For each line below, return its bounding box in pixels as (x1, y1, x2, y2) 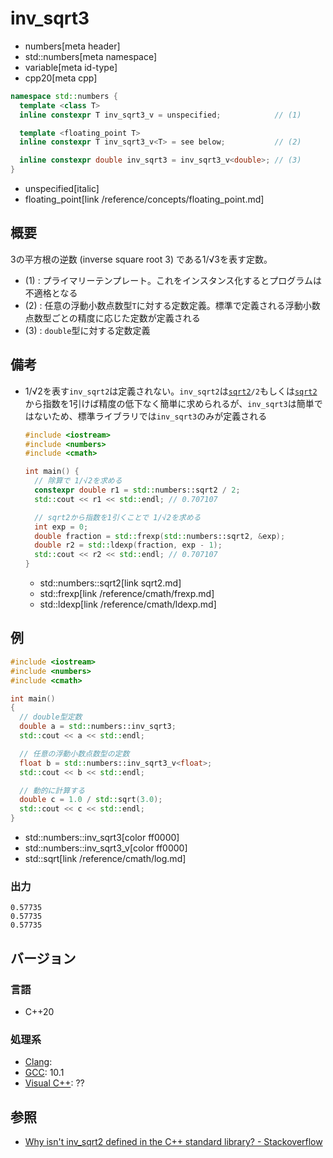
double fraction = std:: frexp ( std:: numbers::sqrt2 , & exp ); (34, 531, 286, 541)
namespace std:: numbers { (10, 91, 118, 101)
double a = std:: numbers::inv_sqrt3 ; (19, 722, 177, 732)
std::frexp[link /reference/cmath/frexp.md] (39, 588, 215, 600)
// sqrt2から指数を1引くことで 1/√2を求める (34, 512, 202, 522)
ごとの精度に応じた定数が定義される (51, 312, 201, 324)
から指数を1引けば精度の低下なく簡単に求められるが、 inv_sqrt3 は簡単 (24, 397, 315, 409)
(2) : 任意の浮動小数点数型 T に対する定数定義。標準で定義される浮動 (24, 299, 303, 311)
